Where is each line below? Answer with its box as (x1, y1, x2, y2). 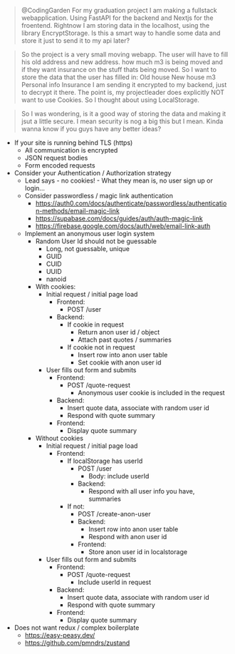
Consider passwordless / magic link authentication (24, 192, 173, 200)
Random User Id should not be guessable (35, 237, 157, 245)
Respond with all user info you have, (88, 487, 195, 495)
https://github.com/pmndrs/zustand (24, 638, 130, 647)
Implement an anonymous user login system (24, 230, 155, 237)
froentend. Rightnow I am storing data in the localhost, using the (21, 21, 210, 29)
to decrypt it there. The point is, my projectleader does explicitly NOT (21, 88, 225, 96)
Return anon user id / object (78, 328, 160, 336)
